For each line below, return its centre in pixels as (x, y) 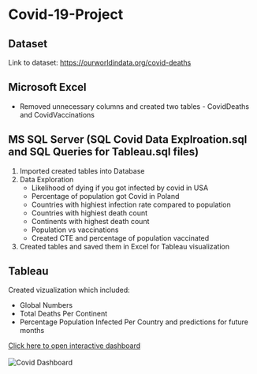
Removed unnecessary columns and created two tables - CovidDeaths (134, 106)
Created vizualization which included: (69, 290)
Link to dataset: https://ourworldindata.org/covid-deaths (100, 62)
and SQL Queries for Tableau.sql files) (104, 152)
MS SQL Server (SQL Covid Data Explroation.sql (128, 140)
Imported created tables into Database (82, 170)
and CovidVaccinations (57, 114)
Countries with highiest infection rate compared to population (131, 204)
